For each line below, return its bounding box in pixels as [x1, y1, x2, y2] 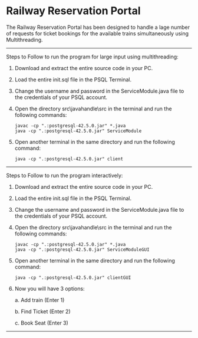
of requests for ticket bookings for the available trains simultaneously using [6, 29, 189, 37]
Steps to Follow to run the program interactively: [6, 172, 123, 179]
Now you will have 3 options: [14, 285, 85, 292]
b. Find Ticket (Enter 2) [14, 308, 71, 315]
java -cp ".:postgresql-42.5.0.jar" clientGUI [14, 274, 131, 281]
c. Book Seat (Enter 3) [14, 319, 69, 326]
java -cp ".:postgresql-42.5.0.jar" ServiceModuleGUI [14, 247, 150, 252]
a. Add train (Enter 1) [14, 296, 65, 303]
